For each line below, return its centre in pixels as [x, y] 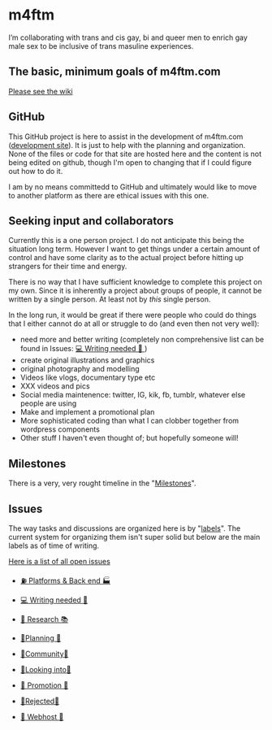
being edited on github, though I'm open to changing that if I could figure [130, 162]
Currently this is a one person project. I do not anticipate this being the [127, 241]
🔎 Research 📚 [44, 619]
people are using [48, 403]
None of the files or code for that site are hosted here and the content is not [135, 154]
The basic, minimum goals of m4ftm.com [114, 72]
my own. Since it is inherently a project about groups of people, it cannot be [135, 291]
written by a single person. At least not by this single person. [110, 299]
